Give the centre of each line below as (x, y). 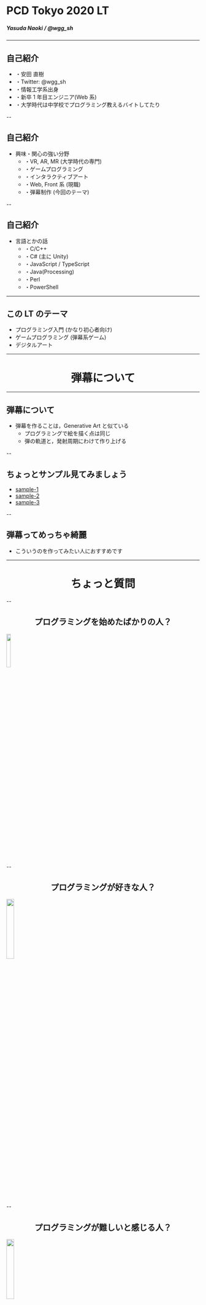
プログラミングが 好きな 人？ (103, 887)
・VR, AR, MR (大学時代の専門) (63, 161)
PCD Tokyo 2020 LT (58, 11)
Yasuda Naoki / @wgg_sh (40, 28)
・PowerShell (41, 287)
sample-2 (27, 496)
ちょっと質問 (103, 584)
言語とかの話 (31, 241)
